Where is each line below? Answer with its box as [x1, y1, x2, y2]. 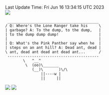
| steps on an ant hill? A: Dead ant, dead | [5, 45, 101, 50]
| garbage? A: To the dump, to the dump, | [5, 27, 101, 32]
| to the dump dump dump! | [5, 32, 101, 37]
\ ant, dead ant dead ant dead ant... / [5, 49, 101, 54]
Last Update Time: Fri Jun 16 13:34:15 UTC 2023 [5, 4, 105, 10]
